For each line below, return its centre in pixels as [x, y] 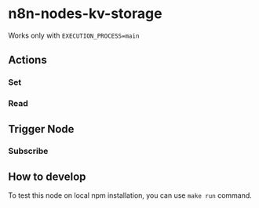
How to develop [47, 176]
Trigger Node [41, 129]
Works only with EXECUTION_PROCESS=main [74, 35]
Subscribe [28, 151]
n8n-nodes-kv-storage [85, 14]
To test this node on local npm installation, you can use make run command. [130, 195]
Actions [27, 60]
